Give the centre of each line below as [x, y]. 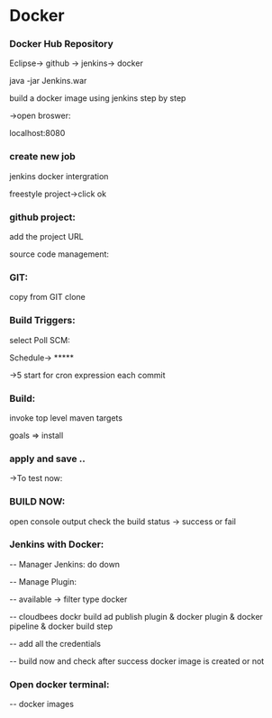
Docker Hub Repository [62, 44]
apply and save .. [47, 459]
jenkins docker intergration [59, 176]
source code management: [59, 254]
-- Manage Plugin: [43, 581]
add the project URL [46, 237]
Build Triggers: [42, 321]
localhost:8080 [37, 133]
